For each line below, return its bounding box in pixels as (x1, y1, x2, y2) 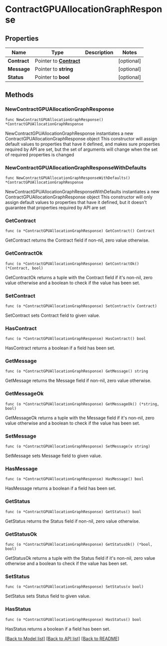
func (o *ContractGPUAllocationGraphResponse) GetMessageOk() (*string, (5, 401, 160, 406)
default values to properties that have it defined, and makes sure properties (5, 141, 161, 147)
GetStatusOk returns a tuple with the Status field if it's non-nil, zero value (5, 555, 156, 561)
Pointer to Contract (34, 58, 81, 64)
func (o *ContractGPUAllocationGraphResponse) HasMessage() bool (5, 477, 144, 482)
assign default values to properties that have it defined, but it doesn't (5, 199, 147, 205)
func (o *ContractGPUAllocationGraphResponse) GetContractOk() (5, 261, 140, 266)
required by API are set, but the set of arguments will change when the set (5, 146, 158, 152)
